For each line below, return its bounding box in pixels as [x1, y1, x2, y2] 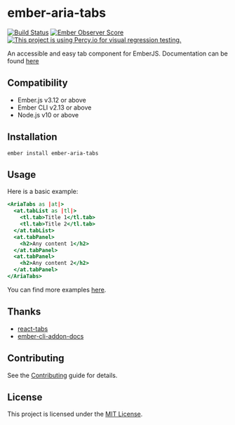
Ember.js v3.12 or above [17, 96, 86, 104]
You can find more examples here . [7, 285, 107, 294]
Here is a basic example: [7, 188, 79, 196]
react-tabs [17, 325, 48, 333]
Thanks [7, 306, 41, 318]
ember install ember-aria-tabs [7, 150, 99, 157]
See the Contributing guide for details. [7, 371, 118, 379]
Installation [7, 131, 58, 143]
